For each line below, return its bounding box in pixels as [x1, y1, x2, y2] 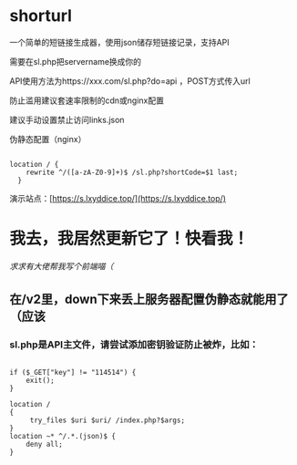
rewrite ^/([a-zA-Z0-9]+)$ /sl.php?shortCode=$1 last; [26, 168, 239, 177]
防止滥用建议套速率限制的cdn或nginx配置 [9, 95, 165, 106]
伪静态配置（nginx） [9, 133, 87, 144]
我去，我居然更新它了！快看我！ [9, 229, 250, 249]
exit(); [26, 376, 55, 385]
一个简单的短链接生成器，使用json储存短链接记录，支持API [9, 36, 230, 47]
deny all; [26, 439, 64, 449]
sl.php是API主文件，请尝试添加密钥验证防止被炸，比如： [9, 338, 260, 351]
